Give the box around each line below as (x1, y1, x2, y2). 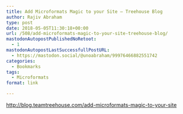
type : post (6, 19, 33, 25)
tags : (6, 69, 20, 75)
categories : (6, 58, 36, 64)
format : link (6, 80, 38, 86)
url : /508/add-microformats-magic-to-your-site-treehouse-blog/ (6, 31, 168, 37)
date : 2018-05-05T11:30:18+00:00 (6, 25, 89, 31)
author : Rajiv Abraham (6, 14, 62, 20)
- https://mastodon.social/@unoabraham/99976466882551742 (11, 53, 158, 58)
